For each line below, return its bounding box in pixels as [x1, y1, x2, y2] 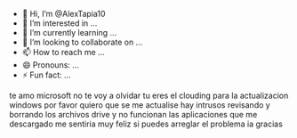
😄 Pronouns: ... [21, 60, 80, 70]
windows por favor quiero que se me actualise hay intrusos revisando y [9, 100, 271, 110]
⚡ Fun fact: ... [21, 69, 71, 80]
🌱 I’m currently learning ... [21, 28, 117, 37]
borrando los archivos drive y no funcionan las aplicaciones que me [9, 110, 258, 119]
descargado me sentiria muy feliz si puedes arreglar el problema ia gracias [9, 118, 283, 129]
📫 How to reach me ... [21, 47, 105, 57]
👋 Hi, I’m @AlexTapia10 [21, 9, 106, 19]
